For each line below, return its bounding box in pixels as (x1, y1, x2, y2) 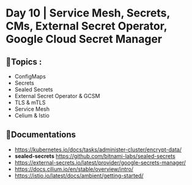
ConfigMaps (14, 73, 46, 80)
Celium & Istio (14, 112, 50, 119)
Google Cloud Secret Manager (6, 32, 163, 46)
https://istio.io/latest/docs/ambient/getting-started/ (14, 172, 144, 179)
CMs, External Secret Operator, (6, 19, 168, 33)
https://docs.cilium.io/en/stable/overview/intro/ (14, 165, 134, 173)
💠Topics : (6, 56, 42, 67)
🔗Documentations (6, 129, 76, 140)
